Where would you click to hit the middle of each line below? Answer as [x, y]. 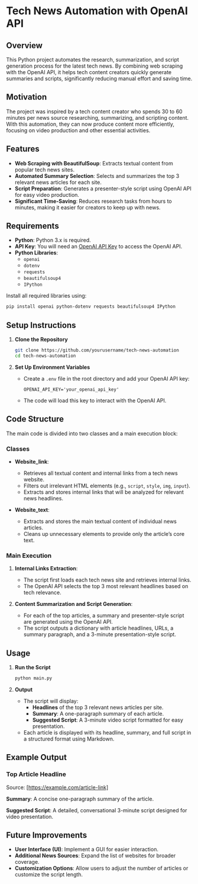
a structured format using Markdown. [69, 739]
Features [23, 149]
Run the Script [33, 668]
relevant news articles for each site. [58, 182]
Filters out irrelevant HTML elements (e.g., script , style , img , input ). [107, 486]
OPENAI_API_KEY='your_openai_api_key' [71, 390]
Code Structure [35, 419]
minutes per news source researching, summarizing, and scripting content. [98, 117]
